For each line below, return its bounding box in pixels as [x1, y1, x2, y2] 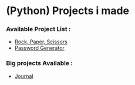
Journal [14, 72, 33, 80]
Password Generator [14, 45, 65, 52]
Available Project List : [6, 25, 71, 33]
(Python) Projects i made [6, 4, 130, 18]
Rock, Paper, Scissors [14, 38, 67, 45]
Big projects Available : [6, 59, 73, 67]
